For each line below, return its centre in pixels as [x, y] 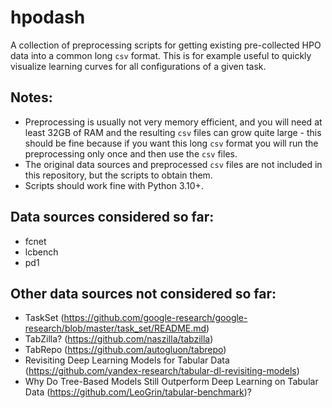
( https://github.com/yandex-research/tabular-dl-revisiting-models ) [162, 371]
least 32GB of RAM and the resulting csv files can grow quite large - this [173, 132]
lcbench [41, 252]
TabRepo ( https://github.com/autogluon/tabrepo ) [125, 350]
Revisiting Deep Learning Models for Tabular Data [127, 360]
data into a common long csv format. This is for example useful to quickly [161, 55]
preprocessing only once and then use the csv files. [131, 153]
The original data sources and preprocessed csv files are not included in [173, 164]
